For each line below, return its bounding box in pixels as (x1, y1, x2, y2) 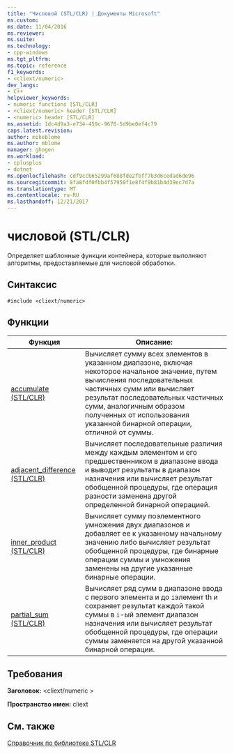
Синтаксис (7, 279, 57, 291)
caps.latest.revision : (7, 127, 73, 134)
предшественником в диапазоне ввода (84, 456, 219, 466)
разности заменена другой (84, 491, 177, 501)
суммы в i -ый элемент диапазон (84, 610, 198, 619)
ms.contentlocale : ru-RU (7, 192, 79, 199)
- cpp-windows (7, 50, 49, 56)
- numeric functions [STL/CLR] (7, 101, 98, 108)
